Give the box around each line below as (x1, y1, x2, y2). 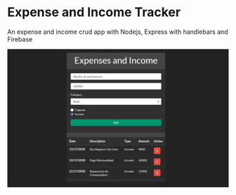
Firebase (7, 34, 33, 43)
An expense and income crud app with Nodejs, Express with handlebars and (7, 27, 228, 36)
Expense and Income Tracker (7, 4, 181, 20)
